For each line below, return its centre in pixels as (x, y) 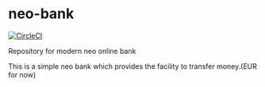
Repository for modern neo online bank (72, 51)
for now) (22, 74)
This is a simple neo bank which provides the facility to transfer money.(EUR (133, 66)
